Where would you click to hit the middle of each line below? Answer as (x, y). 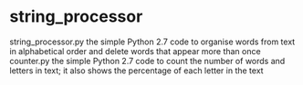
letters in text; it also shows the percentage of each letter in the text (136, 71)
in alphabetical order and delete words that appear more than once (136, 51)
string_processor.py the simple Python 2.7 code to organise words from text (152, 42)
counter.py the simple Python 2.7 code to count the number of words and (147, 61)
